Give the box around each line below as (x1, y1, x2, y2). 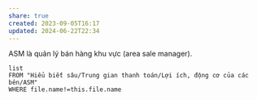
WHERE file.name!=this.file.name (8, 85, 122, 94)
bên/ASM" (8, 78, 38, 87)
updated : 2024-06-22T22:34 (8, 27, 100, 35)
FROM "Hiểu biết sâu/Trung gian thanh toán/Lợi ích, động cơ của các (8, 72, 250, 80)
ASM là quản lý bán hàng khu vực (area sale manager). (8, 49, 193, 59)
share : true (8, 11, 49, 20)
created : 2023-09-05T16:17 (8, 19, 100, 27)
